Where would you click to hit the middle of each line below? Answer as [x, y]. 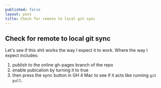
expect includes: [22, 55]
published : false [23, 10]
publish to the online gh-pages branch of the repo [63, 65]
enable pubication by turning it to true [50, 70]
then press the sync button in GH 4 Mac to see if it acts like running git [84, 75]
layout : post [18, 14]
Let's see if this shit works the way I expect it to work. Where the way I [77, 50]
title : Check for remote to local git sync [50, 19]
